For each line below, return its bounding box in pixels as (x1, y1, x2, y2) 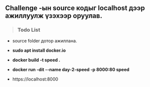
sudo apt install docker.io (12, 47, 66, 53)
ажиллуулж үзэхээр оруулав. (5, 12, 103, 20)
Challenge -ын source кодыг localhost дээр (5, 4, 145, 12)
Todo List (17, 27, 41, 34)
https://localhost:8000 (12, 76, 59, 82)
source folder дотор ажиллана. (12, 38, 77, 43)
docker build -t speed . (12, 57, 61, 63)
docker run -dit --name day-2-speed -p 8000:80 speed (12, 66, 130, 72)
